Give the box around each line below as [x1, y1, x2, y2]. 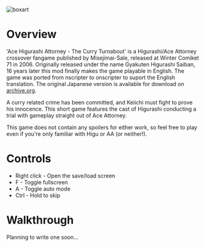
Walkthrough [6, 213, 74, 227]
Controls [6, 152, 51, 166]
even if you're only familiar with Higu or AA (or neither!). [6, 130, 147, 138]
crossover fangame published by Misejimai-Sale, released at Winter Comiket [6, 54, 199, 61]
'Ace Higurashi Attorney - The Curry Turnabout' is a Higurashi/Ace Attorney [6, 47, 197, 55]
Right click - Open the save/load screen [15, 172, 116, 179]
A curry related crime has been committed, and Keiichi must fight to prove [6, 98, 193, 106]
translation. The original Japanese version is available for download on [6, 80, 185, 87]
